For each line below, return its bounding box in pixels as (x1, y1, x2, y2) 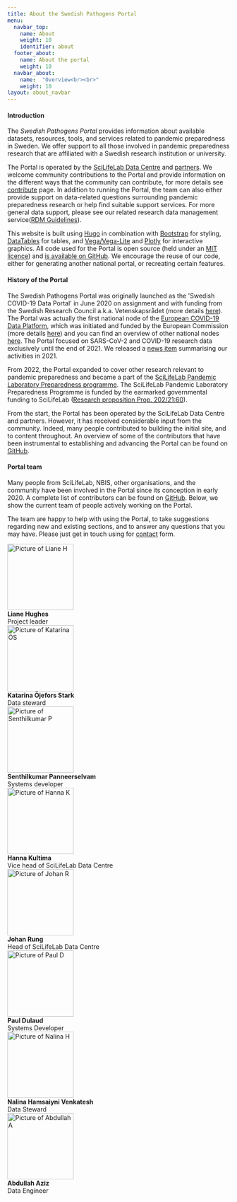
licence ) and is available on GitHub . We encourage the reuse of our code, (7, 252, 221, 260)
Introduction (7, 111, 44, 119)
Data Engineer (7, 1186, 49, 1195)
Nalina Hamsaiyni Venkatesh (7, 1097, 94, 1106)
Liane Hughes (7, 609, 49, 618)
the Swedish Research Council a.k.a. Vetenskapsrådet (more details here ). (7, 306, 224, 315)
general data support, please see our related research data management (7, 208, 219, 216)
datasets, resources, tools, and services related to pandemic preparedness (7, 134, 226, 143)
